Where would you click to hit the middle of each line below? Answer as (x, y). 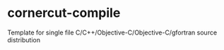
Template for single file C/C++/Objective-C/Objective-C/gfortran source (112, 32)
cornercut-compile (64, 13)
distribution (24, 39)
